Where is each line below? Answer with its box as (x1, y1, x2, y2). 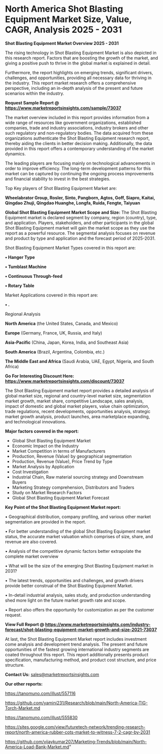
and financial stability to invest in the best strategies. (5, 176, 110, 182)
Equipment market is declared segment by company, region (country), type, (5, 214, 157, 220)
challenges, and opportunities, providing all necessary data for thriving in (5, 75, 152, 81)
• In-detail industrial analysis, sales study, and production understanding (5, 592, 151, 598)
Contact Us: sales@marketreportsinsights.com (5, 671, 100, 677)
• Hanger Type (5, 254, 35, 260)
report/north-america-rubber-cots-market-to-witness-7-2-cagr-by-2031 (5, 729, 150, 735)
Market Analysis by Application (12, 463, 74, 469)
